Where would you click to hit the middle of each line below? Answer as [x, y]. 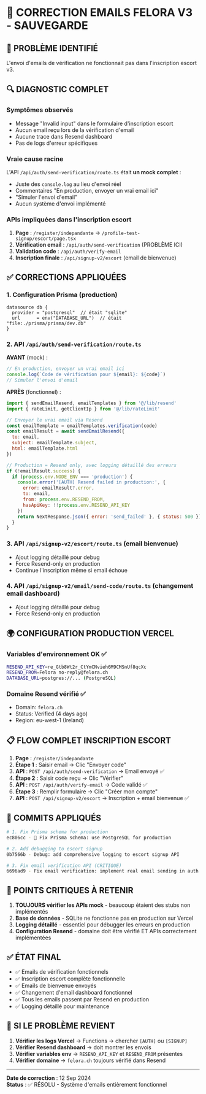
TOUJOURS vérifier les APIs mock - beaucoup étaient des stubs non [103, 905]
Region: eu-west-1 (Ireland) [50, 720]
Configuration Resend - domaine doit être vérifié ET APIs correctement [106, 931]
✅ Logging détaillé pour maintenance [62, 1006]
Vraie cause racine [35, 159]
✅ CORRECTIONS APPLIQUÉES [67, 277]
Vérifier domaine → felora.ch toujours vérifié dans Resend [90, 1060]
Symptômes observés [40, 110]
